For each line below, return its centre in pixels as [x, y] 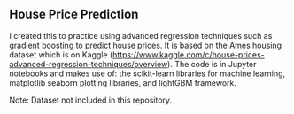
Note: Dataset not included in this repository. [91, 100]
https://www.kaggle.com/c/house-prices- [188, 54]
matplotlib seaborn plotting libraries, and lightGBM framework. [123, 82]
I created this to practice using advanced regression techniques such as [141, 35]
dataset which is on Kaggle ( [61, 54]
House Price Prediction [74, 15]
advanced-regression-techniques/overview [89, 64]
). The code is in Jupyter [212, 64]
